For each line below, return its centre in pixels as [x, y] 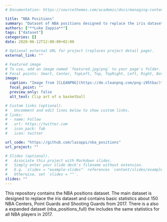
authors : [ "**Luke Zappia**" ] [37, 28]
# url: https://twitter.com [37, 124]
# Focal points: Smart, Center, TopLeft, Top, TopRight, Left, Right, [80, 74]
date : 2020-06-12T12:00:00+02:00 [40, 42]
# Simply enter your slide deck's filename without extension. [74, 165]
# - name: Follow [23, 120]
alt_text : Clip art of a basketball [47, 97]
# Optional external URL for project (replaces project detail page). [80, 51]
